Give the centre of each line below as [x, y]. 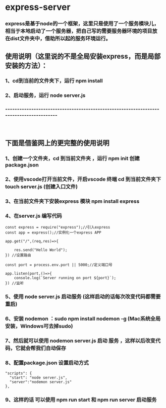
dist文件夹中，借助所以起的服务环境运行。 [60, 39]
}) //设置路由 [18, 255]
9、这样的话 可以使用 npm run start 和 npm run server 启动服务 [81, 400]
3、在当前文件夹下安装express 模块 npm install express [72, 201]
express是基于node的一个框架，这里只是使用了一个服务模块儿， [82, 24]
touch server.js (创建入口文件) [41, 186]
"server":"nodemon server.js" [41, 382]
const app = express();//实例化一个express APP [53, 233]
